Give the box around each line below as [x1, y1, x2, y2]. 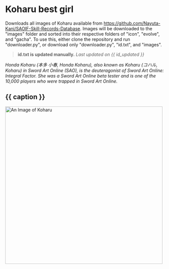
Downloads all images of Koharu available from [5, 20, 103, 26]
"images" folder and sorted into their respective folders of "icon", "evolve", [5, 31, 160, 37]
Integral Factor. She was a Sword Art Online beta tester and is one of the [5, 73, 156, 79]
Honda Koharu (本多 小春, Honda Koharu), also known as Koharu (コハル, [5, 61, 157, 68]
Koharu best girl [5, 4, 74, 15]
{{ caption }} [5, 93, 45, 101]
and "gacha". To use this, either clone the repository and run [5, 36, 130, 42]
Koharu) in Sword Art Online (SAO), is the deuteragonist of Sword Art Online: [5, 67, 164, 74]
